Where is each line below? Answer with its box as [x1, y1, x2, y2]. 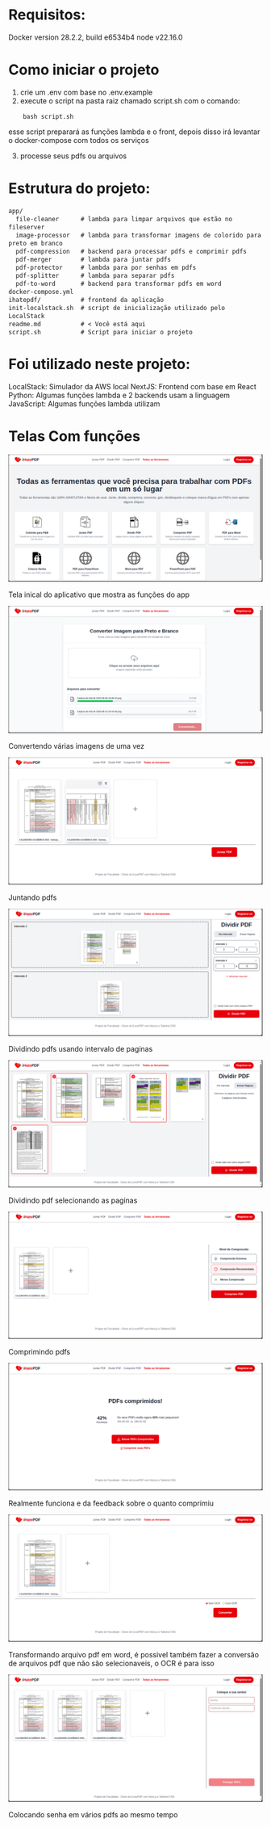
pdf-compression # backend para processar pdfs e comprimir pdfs [15, 247, 248, 255]
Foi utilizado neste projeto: [8, 355, 191, 373]
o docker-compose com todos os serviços [8, 135, 149, 145]
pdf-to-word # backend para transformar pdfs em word [15, 279, 222, 288]
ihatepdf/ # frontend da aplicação [8, 296, 164, 304]
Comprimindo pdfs [8, 1346, 71, 1356]
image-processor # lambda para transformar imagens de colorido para [15, 231, 262, 239]
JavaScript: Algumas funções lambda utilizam [8, 398, 161, 409]
